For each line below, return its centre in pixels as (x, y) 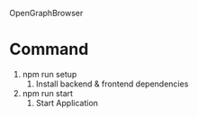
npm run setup (49, 74)
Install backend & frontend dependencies (112, 84)
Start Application (67, 103)
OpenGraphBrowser (46, 13)
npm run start (48, 93)
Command (49, 49)
